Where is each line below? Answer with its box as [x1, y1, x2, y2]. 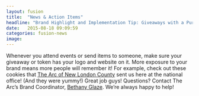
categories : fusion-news [6, 31, 68, 37]
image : [6, 36, 23, 42]
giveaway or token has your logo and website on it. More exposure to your [6, 58, 188, 65]
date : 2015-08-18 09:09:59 [6, 25, 78, 31]
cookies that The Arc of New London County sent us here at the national [6, 71, 183, 78]
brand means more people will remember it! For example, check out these [6, 65, 187, 71]
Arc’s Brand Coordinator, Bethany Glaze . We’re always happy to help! [6, 84, 174, 90]
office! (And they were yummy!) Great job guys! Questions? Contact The [6, 77, 182, 84]
